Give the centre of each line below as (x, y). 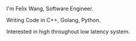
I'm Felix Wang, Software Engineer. (50, 9)
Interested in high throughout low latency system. (68, 31)
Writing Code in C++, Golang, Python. (53, 20)
